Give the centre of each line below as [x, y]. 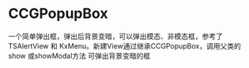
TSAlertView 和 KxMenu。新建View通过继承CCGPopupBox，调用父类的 [124, 46]
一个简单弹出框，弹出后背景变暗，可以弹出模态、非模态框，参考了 [115, 36]
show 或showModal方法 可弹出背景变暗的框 [79, 55]
